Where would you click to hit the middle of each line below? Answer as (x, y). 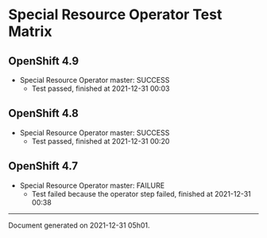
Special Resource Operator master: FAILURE (92, 185)
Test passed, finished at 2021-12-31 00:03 (101, 88)
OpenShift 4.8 (44, 113)
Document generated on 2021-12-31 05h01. (79, 225)
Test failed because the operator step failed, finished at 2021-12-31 (141, 193)
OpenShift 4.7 (43, 166)
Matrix (30, 31)
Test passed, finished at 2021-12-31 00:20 (101, 141)
